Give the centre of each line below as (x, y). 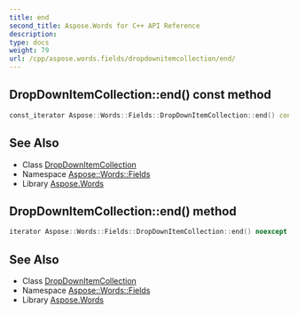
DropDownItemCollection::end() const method (141, 95)
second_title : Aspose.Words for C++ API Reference (105, 26)
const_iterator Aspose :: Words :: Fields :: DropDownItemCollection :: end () (142, 115)
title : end (29, 17)
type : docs (29, 42)
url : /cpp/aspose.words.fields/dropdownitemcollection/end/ (123, 59)
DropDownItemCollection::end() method (123, 211)
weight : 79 (29, 51)
